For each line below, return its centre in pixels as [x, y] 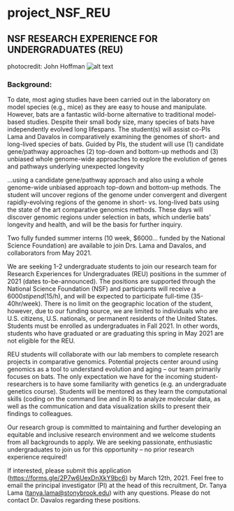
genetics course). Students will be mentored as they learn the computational [117, 391]
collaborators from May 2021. [50, 253]
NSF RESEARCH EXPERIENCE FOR [83, 39]
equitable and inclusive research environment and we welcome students [111, 435]
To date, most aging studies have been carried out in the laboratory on [109, 100]
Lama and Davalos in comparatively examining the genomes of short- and [114, 137]
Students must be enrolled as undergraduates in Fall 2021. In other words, [114, 326]
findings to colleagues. [40, 414]
